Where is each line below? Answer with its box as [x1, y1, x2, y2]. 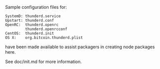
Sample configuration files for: [5, 4, 67, 10]
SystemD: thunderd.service [5, 14, 61, 19]
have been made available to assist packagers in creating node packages [5, 44, 155, 50]
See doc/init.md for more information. [5, 59, 82, 65]
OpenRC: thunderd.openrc [5, 22, 58, 27]
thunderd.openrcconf [25, 27, 68, 32]
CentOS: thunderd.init [5, 31, 54, 36]
